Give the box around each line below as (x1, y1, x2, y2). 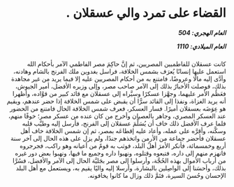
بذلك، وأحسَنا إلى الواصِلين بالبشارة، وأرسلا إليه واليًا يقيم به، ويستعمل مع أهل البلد (15, 164, 226, 172)
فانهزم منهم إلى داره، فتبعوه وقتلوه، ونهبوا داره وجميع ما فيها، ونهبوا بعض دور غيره (15, 149, 226, 158)
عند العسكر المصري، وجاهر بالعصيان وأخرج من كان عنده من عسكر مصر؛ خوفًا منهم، (8, 112, 226, 120)
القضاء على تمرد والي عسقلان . (66, 5, 226, 21)
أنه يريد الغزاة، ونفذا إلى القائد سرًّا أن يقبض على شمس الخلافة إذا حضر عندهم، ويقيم (6, 97, 226, 106)
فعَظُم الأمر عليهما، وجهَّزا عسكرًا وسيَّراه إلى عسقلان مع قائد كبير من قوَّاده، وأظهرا (12, 90, 226, 98)
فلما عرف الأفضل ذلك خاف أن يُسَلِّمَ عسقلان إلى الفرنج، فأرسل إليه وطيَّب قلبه (22, 119, 226, 127)
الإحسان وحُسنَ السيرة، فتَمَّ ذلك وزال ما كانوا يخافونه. (87, 172, 226, 180)
